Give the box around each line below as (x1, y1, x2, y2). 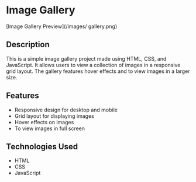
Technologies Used (6, 141, 78, 152)
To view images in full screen (14, 125, 85, 132)
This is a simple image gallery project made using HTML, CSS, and (6, 55, 167, 62)
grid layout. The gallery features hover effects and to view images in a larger (6, 68, 190, 75)
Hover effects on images (14, 118, 74, 125)
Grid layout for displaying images (14, 112, 95, 120)
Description (6, 40, 50, 50)
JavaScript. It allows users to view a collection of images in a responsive (6, 61, 181, 68)
